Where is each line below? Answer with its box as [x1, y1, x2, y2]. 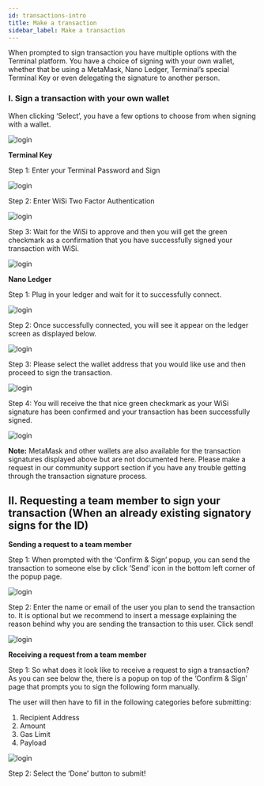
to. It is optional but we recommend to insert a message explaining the [8, 611, 237, 621]
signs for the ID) [8, 519, 89, 533]
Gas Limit [19, 730, 51, 739]
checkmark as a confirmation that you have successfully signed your [8, 235, 233, 245]
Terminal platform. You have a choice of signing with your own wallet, [8, 56, 235, 66]
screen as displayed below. [8, 328, 97, 338]
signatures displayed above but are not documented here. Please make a [8, 454, 247, 464]
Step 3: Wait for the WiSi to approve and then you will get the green [8, 226, 228, 236]
